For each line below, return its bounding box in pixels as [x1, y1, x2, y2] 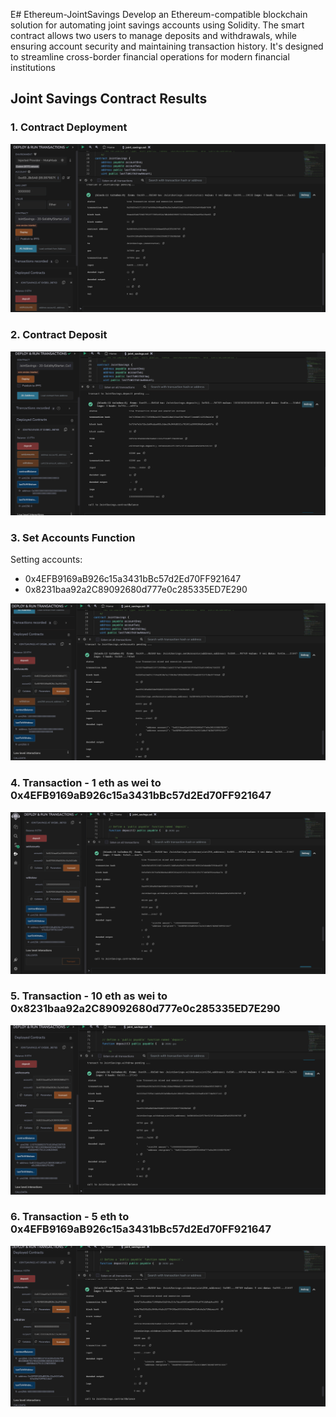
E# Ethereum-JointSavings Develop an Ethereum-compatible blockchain [10, 9, 308, 20]
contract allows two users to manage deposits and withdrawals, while [10, 30, 297, 41]
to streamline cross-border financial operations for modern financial [10, 51, 290, 63]
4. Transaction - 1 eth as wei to [10, 776, 162, 790]
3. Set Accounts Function [10, 530, 136, 544]
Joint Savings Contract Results [10, 90, 208, 108]
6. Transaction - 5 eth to [10, 1210, 130, 1224]
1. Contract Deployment [10, 120, 128, 134]
